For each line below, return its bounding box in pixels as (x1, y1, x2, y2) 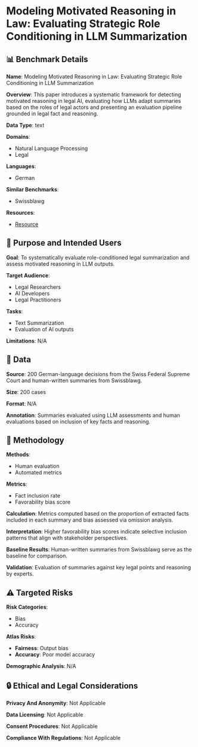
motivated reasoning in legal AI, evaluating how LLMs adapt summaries (6, 97, 181, 104)
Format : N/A (6, 400, 37, 407)
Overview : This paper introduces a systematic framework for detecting (6, 91, 181, 98)
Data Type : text (6, 121, 45, 129)
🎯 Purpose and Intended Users (6, 238, 122, 248)
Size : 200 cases (6, 388, 47, 395)
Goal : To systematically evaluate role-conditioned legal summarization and (6, 254, 190, 261)
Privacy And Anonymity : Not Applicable (6, 700, 106, 707)
